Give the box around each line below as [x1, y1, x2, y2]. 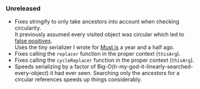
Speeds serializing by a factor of [14, 63, 96, 70]
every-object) [14, 70, 49, 77]
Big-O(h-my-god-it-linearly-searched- [97, 63, 193, 70]
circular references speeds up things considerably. [14, 76, 142, 83]
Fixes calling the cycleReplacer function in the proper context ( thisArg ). [14, 56, 195, 64]
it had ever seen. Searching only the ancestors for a [50, 70, 180, 77]
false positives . [14, 38, 53, 45]
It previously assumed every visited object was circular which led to [14, 31, 185, 38]
